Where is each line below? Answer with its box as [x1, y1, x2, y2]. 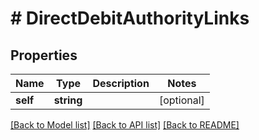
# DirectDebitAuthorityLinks [10, 7, 250, 30]
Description [92, 77, 150, 90]
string [53, 93, 83, 107]
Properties [10, 47, 78, 64]
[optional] [158, 93, 205, 107]
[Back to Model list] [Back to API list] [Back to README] [10, 119, 240, 131]
